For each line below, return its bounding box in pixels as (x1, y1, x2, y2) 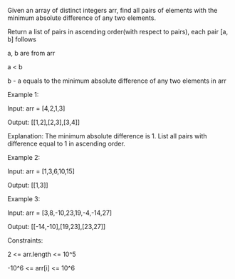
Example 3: (7, 195, 41, 203)
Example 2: (7, 153, 41, 161)
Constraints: (7, 236, 43, 245)
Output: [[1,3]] (7, 181, 48, 189)
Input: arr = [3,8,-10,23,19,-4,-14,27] (7, 208, 113, 217)
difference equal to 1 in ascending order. (7, 139, 126, 148)
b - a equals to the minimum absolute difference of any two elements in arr (7, 76, 226, 85)
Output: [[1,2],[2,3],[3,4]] (7, 118, 80, 126)
